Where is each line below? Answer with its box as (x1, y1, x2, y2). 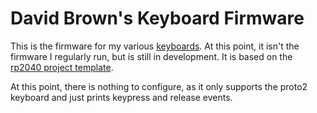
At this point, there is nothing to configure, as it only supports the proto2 (10, 80, 308, 92)
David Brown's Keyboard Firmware (10, 7, 305, 30)
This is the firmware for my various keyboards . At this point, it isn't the (10, 40, 300, 52)
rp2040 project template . (10, 61, 114, 73)
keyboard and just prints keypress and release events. (10, 91, 233, 103)
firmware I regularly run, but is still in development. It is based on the (10, 50, 293, 62)
